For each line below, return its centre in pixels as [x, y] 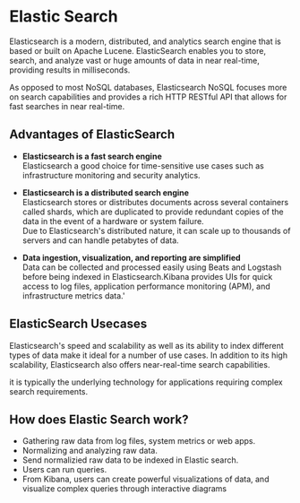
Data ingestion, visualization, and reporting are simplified [131, 257]
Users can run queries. [64, 470]
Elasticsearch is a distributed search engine [106, 192]
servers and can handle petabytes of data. [100, 240]
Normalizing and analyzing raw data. [90, 451]
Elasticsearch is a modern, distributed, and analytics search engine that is [146, 41]
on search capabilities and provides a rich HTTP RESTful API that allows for [148, 97]
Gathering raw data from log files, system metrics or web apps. [139, 441]
